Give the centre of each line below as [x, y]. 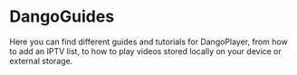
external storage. [41, 61]
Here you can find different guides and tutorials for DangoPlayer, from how [148, 42]
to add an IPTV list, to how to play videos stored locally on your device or [146, 51]
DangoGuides [62, 17]
